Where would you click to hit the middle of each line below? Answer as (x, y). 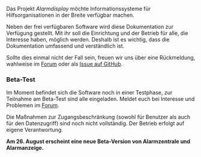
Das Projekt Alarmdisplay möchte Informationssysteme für (79, 9)
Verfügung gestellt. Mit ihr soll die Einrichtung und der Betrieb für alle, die (97, 33)
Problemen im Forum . (33, 105)
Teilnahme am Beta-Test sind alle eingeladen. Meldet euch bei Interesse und (100, 99)
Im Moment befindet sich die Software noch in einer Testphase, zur (89, 93)
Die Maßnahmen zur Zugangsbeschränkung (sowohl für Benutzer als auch (98, 117)
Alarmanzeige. (25, 148)
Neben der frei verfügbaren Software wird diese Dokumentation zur (90, 27)
